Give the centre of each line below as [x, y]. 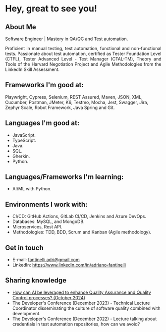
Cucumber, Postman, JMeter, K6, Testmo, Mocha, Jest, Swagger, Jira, [77, 102]
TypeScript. [24, 140]
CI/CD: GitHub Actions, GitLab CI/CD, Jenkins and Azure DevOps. [79, 217]
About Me [21, 27]
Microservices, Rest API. [37, 227]
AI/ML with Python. [32, 189]
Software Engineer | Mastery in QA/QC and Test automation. [67, 39]
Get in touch [24, 248]
